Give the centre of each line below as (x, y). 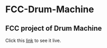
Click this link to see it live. (33, 40)
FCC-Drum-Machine (50, 9)
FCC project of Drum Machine (54, 28)
